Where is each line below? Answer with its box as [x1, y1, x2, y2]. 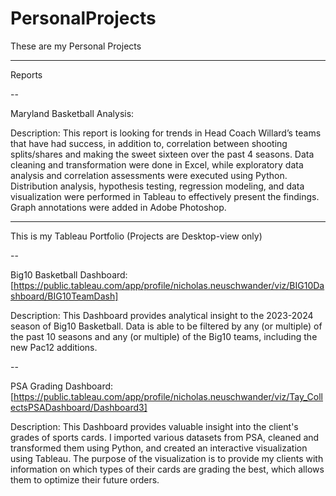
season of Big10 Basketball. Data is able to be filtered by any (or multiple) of [10, 320, 323, 332]
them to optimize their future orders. [10, 473, 160, 486]
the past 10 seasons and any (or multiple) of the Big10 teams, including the [10, 330, 318, 342]
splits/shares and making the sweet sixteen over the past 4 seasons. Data [10, 148, 315, 160]
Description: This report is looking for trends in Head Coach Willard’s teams [10, 127, 322, 139]
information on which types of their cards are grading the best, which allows [10, 463, 325, 475]
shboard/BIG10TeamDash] [10, 290, 119, 302]
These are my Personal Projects [10, 40, 142, 52]
